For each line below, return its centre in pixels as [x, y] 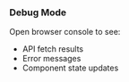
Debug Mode [38, 12]
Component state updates [70, 68]
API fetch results [52, 49]
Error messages [52, 59]
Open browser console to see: [65, 32]
